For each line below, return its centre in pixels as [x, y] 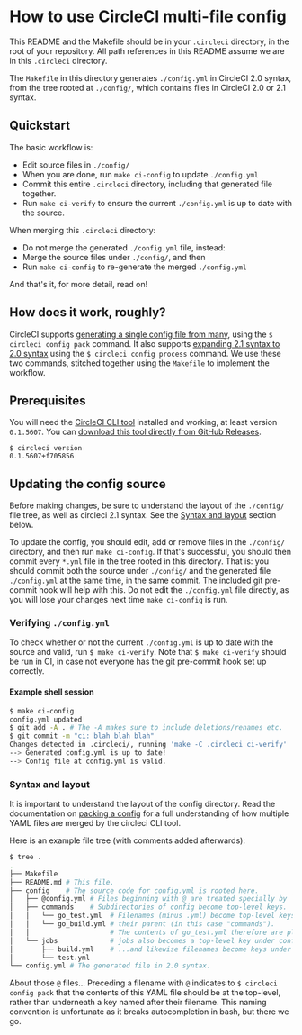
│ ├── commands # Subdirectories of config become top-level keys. [148, 907]
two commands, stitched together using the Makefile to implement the [139, 363]
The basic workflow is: [51, 147]
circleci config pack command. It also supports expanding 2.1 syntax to [145, 343]
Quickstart [40, 126]
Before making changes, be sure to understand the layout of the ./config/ [147, 505]
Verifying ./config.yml [59, 623]
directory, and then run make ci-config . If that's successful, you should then [151, 552]
